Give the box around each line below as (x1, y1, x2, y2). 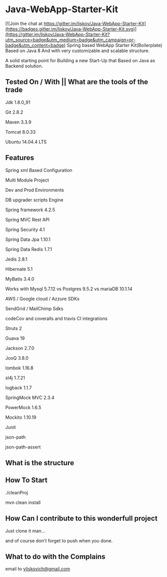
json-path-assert (5, 444, 41, 450)
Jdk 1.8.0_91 (5, 99, 31, 105)
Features (5, 154, 34, 162)
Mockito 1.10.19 (5, 414, 37, 420)
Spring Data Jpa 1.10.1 (5, 236, 51, 242)
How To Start (5, 476, 47, 485)
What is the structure (5, 458, 75, 467)
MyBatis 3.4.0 (5, 275, 35, 282)
